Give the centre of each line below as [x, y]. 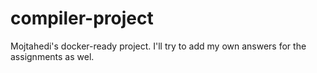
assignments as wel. [52, 56]
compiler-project [82, 18]
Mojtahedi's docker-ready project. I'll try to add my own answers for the [158, 46]
